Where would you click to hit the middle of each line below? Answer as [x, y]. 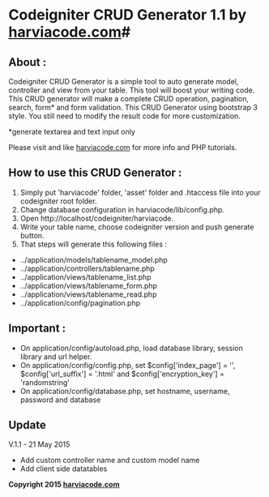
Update [28, 425]
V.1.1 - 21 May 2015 [39, 444]
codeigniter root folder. [58, 201]
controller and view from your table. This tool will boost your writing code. [132, 90]
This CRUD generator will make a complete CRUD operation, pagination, [129, 99]
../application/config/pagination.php [80, 302]
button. [32, 235]
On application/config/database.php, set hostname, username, [125, 391]
